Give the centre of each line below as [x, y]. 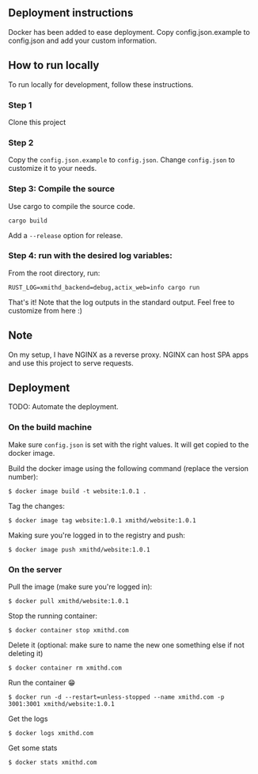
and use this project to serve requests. [71, 362]
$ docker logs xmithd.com [51, 734]
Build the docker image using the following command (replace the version [129, 468]
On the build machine [50, 427]
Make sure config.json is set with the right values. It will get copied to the [129, 444]
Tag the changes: [36, 506]
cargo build [28, 221]
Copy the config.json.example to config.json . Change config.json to [122, 160]
